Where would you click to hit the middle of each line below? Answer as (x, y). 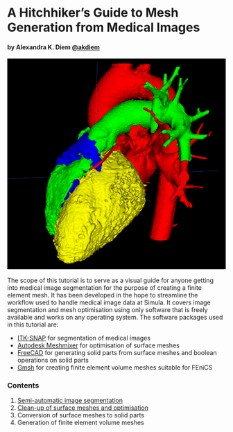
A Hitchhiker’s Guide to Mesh (93, 13)
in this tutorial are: (33, 325)
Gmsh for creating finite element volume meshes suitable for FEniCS (115, 367)
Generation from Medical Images (104, 27)
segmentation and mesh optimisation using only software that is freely (107, 309)
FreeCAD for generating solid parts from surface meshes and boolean (117, 352)
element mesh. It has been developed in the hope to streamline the (103, 295)
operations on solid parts (53, 360)
